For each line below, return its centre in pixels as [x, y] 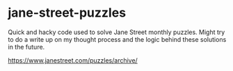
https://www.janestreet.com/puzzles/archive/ [73, 60]
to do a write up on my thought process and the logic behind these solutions [117, 39]
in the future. [26, 47]
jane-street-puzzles [67, 13]
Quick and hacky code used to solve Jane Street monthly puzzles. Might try [116, 32]
